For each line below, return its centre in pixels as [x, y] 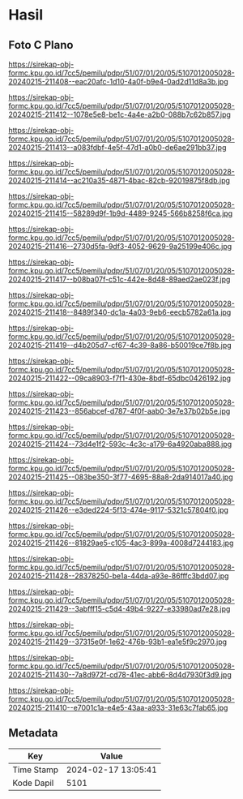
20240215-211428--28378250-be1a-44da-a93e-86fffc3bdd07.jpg [119, 576]
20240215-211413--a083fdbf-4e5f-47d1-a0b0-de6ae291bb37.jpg [117, 147]
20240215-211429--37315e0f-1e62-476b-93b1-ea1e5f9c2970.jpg [118, 642]
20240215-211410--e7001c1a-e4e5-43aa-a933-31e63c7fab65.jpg [118, 708]
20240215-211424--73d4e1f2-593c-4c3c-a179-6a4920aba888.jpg [120, 444]
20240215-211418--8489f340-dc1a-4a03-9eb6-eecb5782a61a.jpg [120, 312]
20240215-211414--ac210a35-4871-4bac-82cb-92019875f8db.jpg [119, 180]
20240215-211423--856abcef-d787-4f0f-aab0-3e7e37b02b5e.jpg [119, 411]
